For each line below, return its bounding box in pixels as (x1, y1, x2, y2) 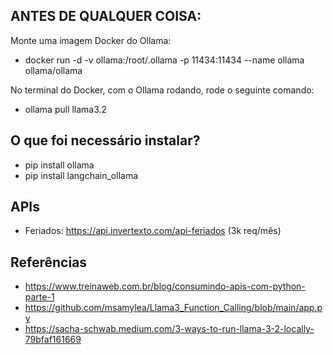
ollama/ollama (24, 64, 83, 76)
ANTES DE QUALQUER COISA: (10, 8, 202, 25)
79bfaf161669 (24, 334, 82, 346)
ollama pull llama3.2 (24, 103, 108, 115)
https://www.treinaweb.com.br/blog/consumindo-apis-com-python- (24, 280, 306, 293)
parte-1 (24, 291, 55, 303)
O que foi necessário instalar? (10, 132, 201, 149)
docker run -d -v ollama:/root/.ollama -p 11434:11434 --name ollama (24, 54, 305, 66)
